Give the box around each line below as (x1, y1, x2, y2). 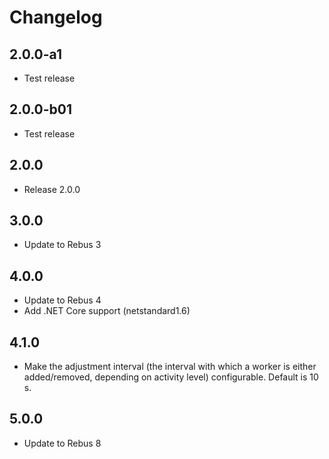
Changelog (9, 6, 103, 29)
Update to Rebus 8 (23, 437, 102, 449)
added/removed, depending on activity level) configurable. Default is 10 (23, 371, 319, 383)
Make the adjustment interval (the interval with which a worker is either (23, 361, 317, 373)
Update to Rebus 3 (23, 239, 102, 251)
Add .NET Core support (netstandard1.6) (23, 305, 191, 317)
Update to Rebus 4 (23, 294, 102, 306)
